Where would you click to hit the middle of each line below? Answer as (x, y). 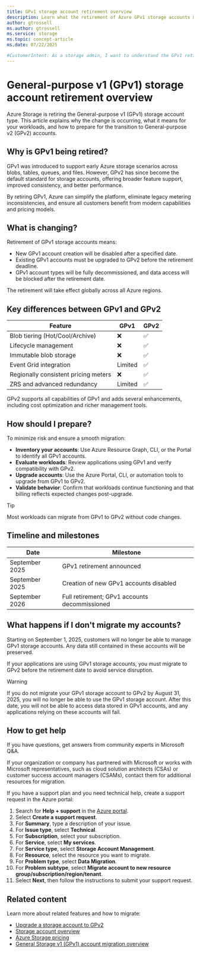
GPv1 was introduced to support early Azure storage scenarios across (92, 166)
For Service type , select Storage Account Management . (85, 849)
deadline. (27, 266)
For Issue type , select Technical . (56, 830)
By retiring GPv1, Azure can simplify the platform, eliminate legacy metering (99, 196)
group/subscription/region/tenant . (59, 874)
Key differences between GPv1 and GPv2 (84, 309)
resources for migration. (36, 782)
